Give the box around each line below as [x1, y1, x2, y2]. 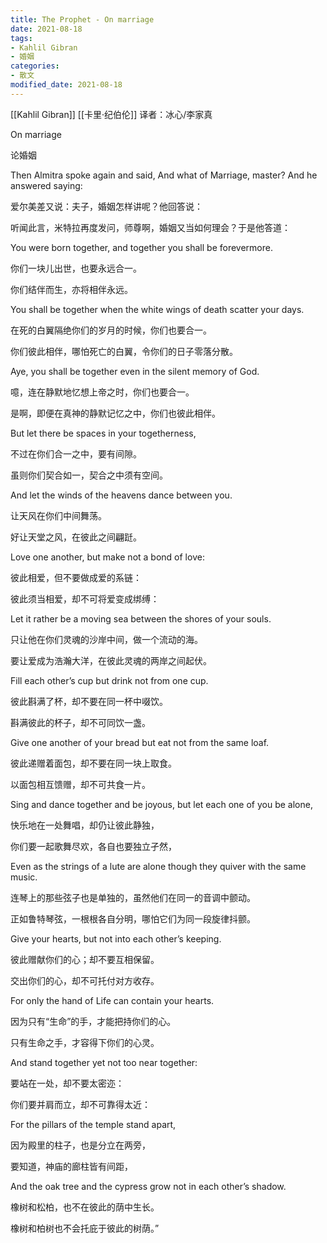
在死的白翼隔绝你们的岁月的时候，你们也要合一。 [10, 324, 212, 336]
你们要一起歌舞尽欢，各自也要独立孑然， [10, 840, 177, 852]
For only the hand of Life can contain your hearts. [10, 994, 215, 1006]
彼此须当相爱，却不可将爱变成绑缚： [10, 592, 160, 605]
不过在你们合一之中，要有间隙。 [10, 447, 142, 460]
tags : [10, 33, 33, 43]
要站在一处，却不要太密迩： [10, 1077, 125, 1089]
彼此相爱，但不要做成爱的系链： [10, 571, 142, 583]
